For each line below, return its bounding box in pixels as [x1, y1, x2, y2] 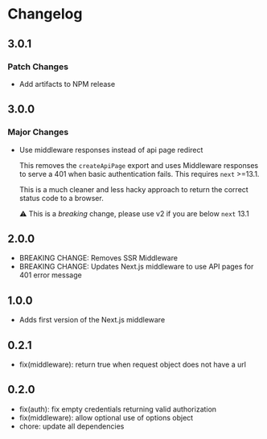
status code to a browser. [18, 193, 104, 203]
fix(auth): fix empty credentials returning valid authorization [18, 404, 217, 414]
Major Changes [7, 126, 69, 137]
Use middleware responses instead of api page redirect [18, 145, 203, 154]
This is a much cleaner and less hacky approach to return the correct [18, 184, 249, 194]
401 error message [18, 270, 82, 280]
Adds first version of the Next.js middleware [18, 315, 166, 325]
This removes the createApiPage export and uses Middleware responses [18, 160, 259, 170]
